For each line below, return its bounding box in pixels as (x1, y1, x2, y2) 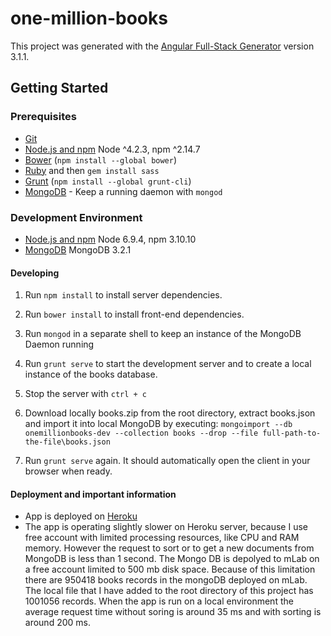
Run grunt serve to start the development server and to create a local (24, 358, 312, 370)
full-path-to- (262, 428, 322, 439)
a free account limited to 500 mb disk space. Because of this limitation (24, 563, 316, 576)
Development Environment (10, 210, 143, 224)
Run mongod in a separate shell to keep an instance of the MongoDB (24, 328, 302, 340)
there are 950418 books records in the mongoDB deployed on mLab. (24, 574, 308, 586)
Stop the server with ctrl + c (24, 388, 148, 400)
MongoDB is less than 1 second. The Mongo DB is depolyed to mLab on (24, 553, 320, 565)
